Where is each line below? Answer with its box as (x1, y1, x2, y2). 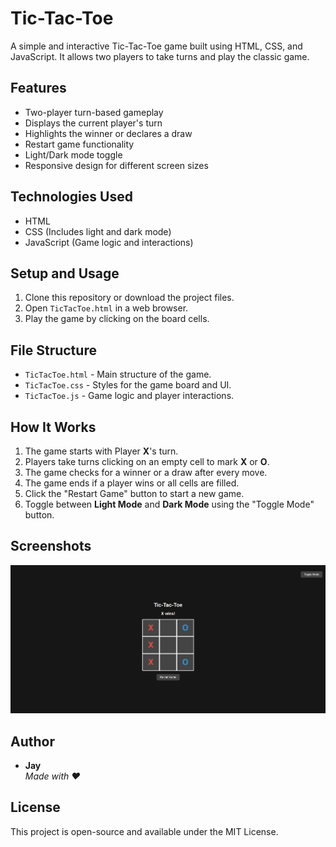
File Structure (10, 342, 97, 359)
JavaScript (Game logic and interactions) (24, 236, 194, 248)
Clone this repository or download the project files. (24, 292, 235, 304)
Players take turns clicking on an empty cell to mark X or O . (24, 456, 270, 467)
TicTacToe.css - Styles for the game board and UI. (24, 379, 232, 391)
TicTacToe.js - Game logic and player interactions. (24, 390, 235, 402)
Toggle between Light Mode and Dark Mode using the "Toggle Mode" (24, 498, 315, 510)
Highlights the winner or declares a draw (24, 127, 193, 139)
